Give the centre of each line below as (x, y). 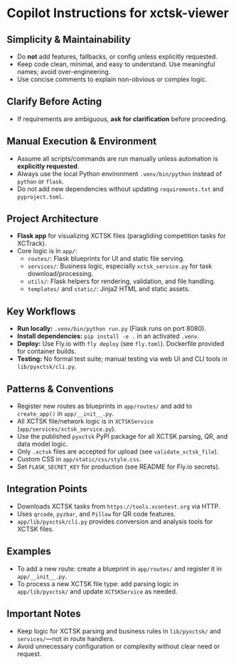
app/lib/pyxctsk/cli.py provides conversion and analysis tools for (115, 521)
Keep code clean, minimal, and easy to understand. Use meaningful (116, 64)
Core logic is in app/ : (47, 251)
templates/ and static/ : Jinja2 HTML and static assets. (109, 289)
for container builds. (47, 352)
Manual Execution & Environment (82, 142)
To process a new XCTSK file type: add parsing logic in (98, 583)
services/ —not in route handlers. (66, 638)
